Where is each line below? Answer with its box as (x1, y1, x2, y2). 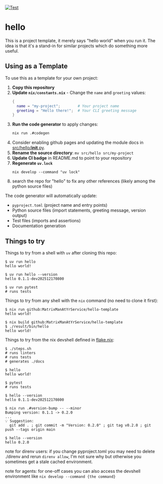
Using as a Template (5, 62, 68, 71)
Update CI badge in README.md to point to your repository (12, 155, 132, 161)
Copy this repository (12, 84, 55, 90)
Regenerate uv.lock (12, 161, 53, 166)
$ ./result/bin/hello (5, 324, 49, 329)
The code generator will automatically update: (5, 193, 97, 199)
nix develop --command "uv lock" (12, 170, 80, 175)
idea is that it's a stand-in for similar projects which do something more (5, 43, 148, 49)
